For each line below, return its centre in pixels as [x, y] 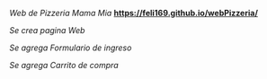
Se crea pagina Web [47, 30]
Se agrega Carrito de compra [64, 65]
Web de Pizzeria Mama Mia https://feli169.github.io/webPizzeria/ [134, 13]
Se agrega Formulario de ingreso [71, 48]
